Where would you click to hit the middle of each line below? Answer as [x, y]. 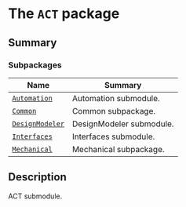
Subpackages [35, 65]
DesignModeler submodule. [123, 124]
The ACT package [64, 14]
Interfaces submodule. [113, 136]
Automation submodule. [116, 98]
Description [37, 177]
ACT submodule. [35, 196]
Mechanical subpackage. [118, 149]
